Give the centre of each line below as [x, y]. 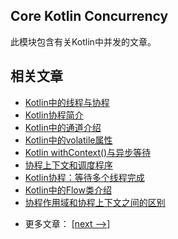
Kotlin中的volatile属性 [68, 140]
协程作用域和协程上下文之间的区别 [95, 202]
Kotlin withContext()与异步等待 [88, 152]
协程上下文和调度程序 [68, 165]
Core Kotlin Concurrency [89, 16]
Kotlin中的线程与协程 [67, 102]
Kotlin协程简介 [54, 115]
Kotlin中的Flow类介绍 [68, 190]
